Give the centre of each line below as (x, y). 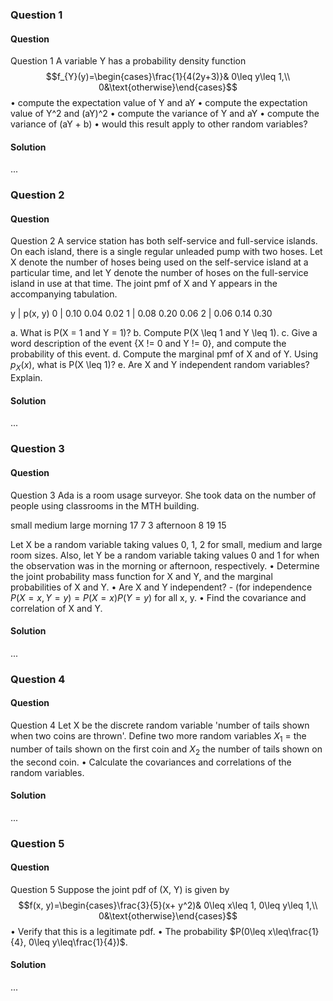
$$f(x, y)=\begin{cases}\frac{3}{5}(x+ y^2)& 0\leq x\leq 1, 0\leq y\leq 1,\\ (168, 905)
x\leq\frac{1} (293, 931)
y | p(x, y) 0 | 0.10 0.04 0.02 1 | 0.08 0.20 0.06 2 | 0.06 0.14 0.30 (141, 314)
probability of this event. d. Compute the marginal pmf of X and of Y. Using (164, 354)
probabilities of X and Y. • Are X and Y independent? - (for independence (161, 587)
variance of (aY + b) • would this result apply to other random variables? (159, 124)
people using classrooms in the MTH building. (105, 505)
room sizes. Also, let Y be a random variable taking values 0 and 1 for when (165, 555)
